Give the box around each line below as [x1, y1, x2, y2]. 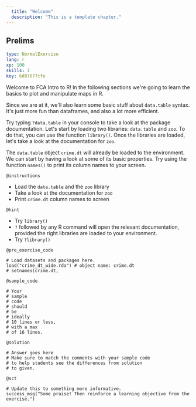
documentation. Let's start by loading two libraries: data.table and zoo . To [6, 125, 185, 132]
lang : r [6, 57, 25, 63]
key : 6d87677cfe [6, 73, 46, 79]
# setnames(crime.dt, [6, 267, 59, 273]
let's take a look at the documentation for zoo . [6, 137, 116, 144]
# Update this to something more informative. [6, 385, 122, 392]
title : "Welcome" [11, 8, 54, 15]
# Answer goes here [6, 350, 54, 355]
